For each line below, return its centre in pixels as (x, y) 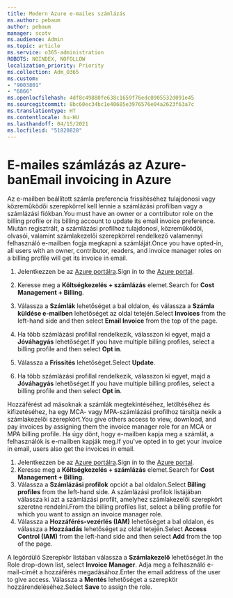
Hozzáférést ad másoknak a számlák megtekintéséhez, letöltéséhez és (109, 404)
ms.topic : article (34, 46)
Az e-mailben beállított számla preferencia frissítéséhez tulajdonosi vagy (111, 199)
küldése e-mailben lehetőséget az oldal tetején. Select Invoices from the (121, 314)
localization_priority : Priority (56, 66)
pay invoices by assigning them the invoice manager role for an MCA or (110, 427)
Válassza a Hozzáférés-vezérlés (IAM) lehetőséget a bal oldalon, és (115, 522)
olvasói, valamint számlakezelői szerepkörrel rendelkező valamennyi (105, 236)
